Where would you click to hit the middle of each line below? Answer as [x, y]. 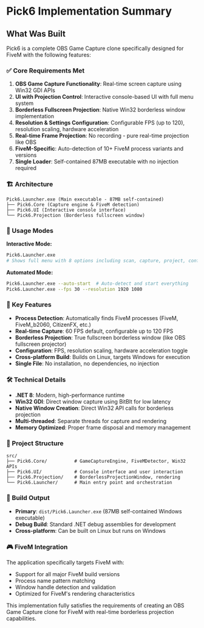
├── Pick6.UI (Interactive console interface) [66, 210]
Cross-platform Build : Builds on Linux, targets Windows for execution [102, 357]
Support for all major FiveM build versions [67, 574]
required [26, 168]
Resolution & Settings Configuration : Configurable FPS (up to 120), [100, 123]
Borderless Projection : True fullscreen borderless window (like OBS [100, 337]
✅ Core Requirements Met [46, 70]
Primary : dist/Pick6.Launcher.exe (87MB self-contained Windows [98, 511]
